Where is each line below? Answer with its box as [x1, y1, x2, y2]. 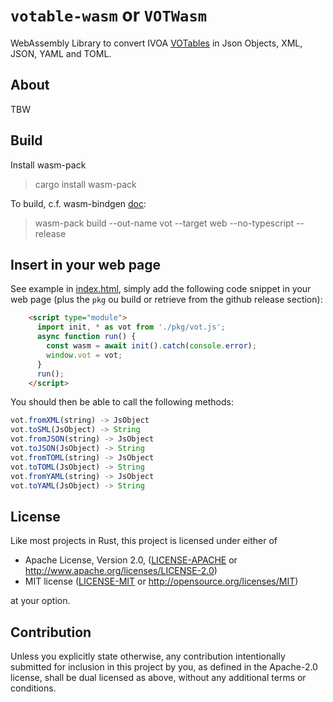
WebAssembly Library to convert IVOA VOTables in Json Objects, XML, [10, 37, 303, 49]
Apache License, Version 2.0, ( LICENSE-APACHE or [24, 554, 238, 566]
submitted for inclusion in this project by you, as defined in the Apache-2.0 [10, 661, 318, 673]
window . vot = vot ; [46, 350, 123, 360]
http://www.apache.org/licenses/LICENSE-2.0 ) [24, 565, 218, 577]
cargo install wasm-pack [34, 178, 137, 190]
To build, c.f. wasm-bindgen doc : [10, 197, 147, 209]
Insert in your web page [10, 256, 162, 273]
